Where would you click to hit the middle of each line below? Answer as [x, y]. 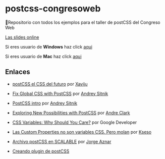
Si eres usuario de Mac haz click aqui [43, 56]
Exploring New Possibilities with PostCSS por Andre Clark [71, 112]
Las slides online [22, 37]
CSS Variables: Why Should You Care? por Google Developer [75, 122]
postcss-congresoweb [53, 9]
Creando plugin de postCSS [41, 151]
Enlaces [18, 72]
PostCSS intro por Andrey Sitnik [45, 103]
